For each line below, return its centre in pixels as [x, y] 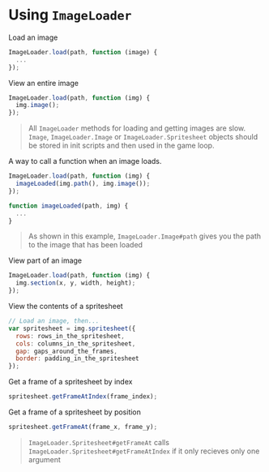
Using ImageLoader [70, 15]
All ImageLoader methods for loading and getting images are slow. [137, 128]
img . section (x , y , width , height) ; [76, 283]
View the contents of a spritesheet [66, 307]
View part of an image [45, 260]
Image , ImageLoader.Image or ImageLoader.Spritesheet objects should [143, 137]
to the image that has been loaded [85, 245]
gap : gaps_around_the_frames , [66, 351]
